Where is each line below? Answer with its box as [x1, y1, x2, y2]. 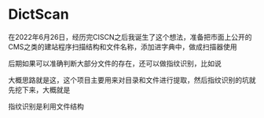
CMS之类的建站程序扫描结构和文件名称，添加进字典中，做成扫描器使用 [8, 41, 237, 52]
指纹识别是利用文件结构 [8, 102, 84, 111]
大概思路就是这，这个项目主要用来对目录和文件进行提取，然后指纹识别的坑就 [8, 75, 256, 84]
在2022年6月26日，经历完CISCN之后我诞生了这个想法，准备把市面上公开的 [8, 32, 253, 41]
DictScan [8, 5, 69, 23]
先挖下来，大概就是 [8, 84, 71, 95]
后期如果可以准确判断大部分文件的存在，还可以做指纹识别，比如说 [8, 59, 222, 68]
